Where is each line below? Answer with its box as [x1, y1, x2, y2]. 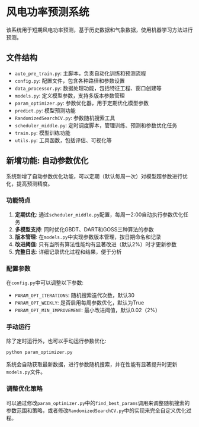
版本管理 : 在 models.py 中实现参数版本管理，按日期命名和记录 [14, 233, 162, 240]
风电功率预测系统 [6, 5, 90, 19]
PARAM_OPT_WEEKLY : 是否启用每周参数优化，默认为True [14, 299, 145, 306]
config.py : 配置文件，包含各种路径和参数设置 [14, 77, 126, 84]
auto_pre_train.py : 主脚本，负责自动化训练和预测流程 [14, 70, 146, 77]
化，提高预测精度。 [6, 180, 53, 187]
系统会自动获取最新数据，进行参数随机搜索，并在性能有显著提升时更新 [6, 361, 178, 368]
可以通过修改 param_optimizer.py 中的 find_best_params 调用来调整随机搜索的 [6, 399, 190, 406]
